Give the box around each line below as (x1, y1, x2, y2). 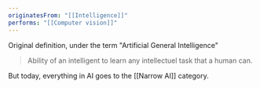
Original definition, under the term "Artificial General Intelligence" (8, 40, 218, 49)
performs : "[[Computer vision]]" (8, 19, 118, 27)
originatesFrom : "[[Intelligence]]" (8, 11, 128, 20)
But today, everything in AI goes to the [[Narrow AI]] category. (8, 71, 210, 80)
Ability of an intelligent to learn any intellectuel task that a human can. (27, 56, 253, 65)
